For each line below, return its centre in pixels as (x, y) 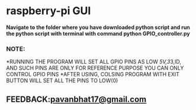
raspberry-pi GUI (49, 11)
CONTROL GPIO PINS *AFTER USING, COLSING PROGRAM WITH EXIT (93, 75)
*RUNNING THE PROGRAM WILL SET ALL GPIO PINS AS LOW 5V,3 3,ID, (94, 62)
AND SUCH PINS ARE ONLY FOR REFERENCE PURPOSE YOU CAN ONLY (95, 68)
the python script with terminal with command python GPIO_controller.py (98, 33)
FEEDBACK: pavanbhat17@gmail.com (76, 99)
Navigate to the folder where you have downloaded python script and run (98, 27)
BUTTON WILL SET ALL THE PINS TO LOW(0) (62, 80)
